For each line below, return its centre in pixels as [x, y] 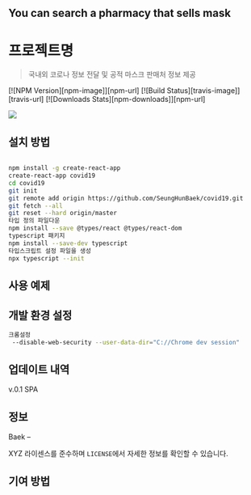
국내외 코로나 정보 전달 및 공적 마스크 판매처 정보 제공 [112, 74]
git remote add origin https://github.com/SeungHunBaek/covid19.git [126, 198]
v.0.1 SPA [23, 389]
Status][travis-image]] [203, 91]
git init [23, 190]
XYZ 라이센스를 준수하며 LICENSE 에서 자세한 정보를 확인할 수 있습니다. [118, 454]
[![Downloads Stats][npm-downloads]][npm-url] [125, 99]
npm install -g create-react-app [65, 168]
